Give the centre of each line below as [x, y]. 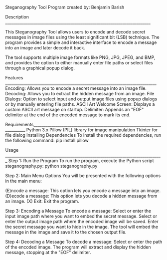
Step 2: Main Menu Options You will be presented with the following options [83, 176]
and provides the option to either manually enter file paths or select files [79, 63]
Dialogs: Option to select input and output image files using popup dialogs [81, 99]
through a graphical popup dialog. [40, 68]
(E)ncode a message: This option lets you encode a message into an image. [83, 191]
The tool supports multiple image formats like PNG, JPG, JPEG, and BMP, [80, 57]
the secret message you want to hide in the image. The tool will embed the [82, 227]
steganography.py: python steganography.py [51, 166]
